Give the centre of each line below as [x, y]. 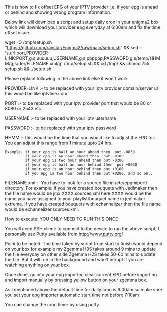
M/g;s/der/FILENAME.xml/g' [34, 64]
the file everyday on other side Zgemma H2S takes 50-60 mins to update [80, 254]
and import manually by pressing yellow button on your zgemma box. [76, 280]
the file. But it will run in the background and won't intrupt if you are [74, 259]
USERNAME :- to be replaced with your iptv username [61, 118]
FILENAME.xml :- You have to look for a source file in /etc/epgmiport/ [76, 183]
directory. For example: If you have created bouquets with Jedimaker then [81, 188]
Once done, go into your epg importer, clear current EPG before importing [81, 274]
